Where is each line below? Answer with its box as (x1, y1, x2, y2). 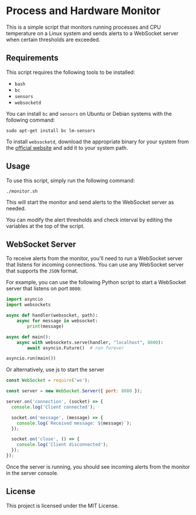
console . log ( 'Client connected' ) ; (11, 404, 95, 410)
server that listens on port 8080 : (6, 285, 82, 292)
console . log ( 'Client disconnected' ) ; (16, 442, 109, 447)
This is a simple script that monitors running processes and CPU (6, 23, 161, 31)
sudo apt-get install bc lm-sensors (6, 127, 95, 133)
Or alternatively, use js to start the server (6, 366, 105, 373)
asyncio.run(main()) (6, 355, 57, 362)
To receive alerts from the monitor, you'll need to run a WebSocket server (6, 255, 183, 262)
